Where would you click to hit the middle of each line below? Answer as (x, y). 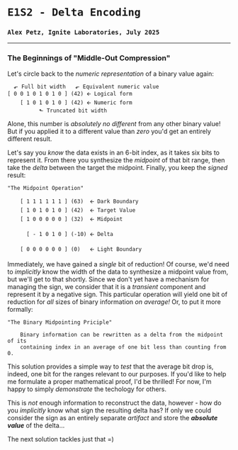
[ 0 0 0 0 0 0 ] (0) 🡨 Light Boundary (81, 249)
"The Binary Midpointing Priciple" (60, 322)
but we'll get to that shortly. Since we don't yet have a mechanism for (108, 279)
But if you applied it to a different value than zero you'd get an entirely (109, 131)
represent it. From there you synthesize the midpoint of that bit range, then (116, 160)
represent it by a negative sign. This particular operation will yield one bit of (118, 294)
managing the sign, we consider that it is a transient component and (107, 286)
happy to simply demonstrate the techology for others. (87, 389)
